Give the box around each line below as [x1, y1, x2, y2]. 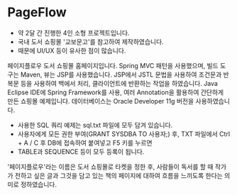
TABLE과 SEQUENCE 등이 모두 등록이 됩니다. [17, 147, 145, 156]
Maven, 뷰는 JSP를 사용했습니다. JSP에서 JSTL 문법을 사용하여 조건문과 [20, 70, 222, 79]
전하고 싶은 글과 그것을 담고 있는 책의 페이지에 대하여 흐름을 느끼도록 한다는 [14, 171, 224, 179]
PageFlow [7, 4, 67, 21]
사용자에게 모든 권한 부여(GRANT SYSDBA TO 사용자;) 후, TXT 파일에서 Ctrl [17, 129, 231, 138]
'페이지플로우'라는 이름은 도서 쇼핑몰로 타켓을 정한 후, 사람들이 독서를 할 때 [7, 162, 214, 171]
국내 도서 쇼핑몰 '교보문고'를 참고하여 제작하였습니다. [17, 37, 165, 46]
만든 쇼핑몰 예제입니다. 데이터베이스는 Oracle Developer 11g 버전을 [7, 96, 194, 105]
